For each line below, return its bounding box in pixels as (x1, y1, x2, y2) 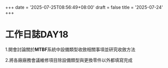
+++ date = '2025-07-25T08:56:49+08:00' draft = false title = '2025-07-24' (5, 5, 163, 10)
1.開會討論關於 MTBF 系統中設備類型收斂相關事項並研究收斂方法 (5, 46, 136, 52)
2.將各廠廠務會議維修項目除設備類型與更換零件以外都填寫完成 (5, 57, 133, 63)
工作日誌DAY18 (5, 29, 69, 40)
